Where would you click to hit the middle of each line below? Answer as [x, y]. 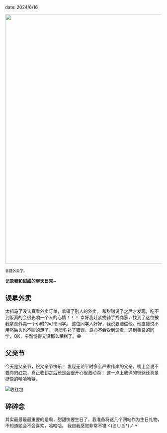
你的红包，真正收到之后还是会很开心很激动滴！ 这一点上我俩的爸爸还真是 [84, 372]
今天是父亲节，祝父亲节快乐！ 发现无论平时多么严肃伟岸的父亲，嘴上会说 [80, 366]
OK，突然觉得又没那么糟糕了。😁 [47, 336]
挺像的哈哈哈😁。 [23, 379]
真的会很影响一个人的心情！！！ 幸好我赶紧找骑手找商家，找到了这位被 [86, 317]
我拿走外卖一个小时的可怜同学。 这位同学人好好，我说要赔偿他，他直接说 [80, 323]
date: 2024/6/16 [22, 7]
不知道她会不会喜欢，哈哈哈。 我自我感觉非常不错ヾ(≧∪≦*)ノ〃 [72, 426]
